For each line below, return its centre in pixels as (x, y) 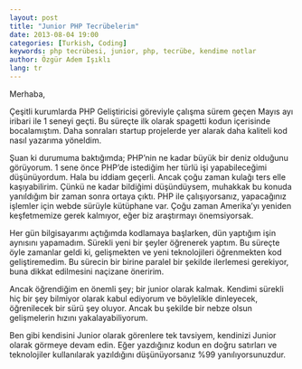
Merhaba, (28, 94)
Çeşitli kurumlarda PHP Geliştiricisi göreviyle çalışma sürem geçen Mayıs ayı (151, 111)
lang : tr (26, 69)
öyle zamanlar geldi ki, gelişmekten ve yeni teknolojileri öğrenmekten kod (146, 252)
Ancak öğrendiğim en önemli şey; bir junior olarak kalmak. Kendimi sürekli (147, 289)
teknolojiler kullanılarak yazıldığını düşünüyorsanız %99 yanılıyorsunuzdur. (148, 355)
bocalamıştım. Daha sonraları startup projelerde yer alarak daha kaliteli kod (148, 130)
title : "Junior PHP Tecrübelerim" (75, 26)
